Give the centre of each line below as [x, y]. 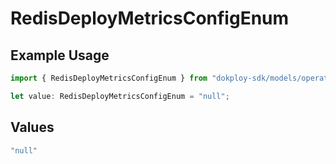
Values [32, 127]
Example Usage [60, 55]
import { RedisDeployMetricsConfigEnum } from [109, 78]
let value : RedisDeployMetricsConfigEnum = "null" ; [120, 96]
